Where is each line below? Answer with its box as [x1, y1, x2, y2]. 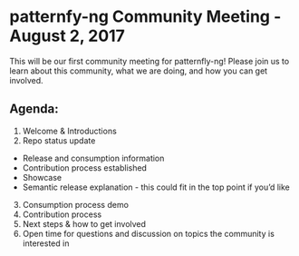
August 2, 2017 [9, 25, 125, 46]
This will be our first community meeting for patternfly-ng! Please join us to [9, 55, 290, 66]
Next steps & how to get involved [22, 218, 147, 229]
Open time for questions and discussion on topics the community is [22, 228, 275, 239]
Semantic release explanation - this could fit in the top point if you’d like [22, 182, 290, 192]
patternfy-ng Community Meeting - [9, 6, 282, 27]
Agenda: [9, 102, 59, 117]
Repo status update [22, 134, 96, 146]
